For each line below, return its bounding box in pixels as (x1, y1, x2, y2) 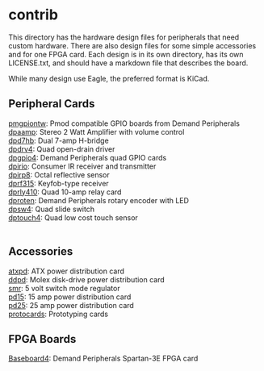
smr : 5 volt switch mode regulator (8, 283, 120, 293)
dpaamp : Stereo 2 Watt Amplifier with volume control (8, 127, 185, 136)
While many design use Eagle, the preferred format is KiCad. (8, 73, 210, 83)
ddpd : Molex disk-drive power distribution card (8, 274, 166, 284)
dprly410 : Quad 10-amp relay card (8, 187, 122, 197)
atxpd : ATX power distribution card (8, 266, 125, 276)
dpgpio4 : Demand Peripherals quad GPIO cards (8, 152, 167, 162)
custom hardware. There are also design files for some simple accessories (8, 40, 257, 50)
